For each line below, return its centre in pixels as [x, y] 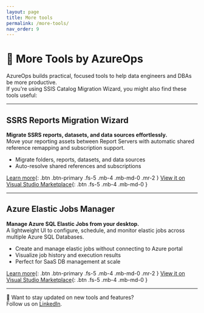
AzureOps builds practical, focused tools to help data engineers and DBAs [99, 76]
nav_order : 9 [23, 29]
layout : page [23, 12]
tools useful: [22, 96]
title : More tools [29, 18]
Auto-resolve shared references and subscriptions [78, 166]
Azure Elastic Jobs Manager [61, 209]
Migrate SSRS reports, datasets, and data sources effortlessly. [87, 135]
